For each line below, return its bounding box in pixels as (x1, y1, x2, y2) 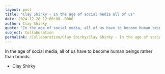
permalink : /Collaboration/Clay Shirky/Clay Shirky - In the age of (5, 35, 148, 40)
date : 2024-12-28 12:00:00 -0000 (5, 16, 74, 21)
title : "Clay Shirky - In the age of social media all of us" (5, 12, 135, 17)
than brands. (5, 53, 31, 59)
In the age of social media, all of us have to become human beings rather (5, 48, 153, 54)
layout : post (5, 7, 32, 12)
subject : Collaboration (5, 30, 54, 35)
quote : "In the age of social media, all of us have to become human (5, 26, 151, 31)
